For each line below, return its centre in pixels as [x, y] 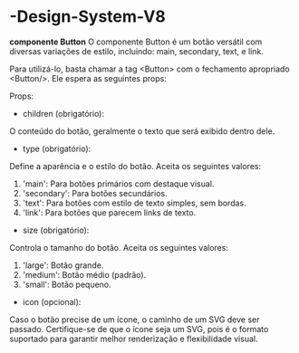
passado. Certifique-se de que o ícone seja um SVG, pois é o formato [139, 329]
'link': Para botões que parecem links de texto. [109, 212]
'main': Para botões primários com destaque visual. [118, 184]
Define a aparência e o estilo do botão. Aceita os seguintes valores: [135, 166]
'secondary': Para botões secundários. [95, 193]
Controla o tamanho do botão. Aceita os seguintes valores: [119, 247]
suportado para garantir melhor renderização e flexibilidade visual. [134, 339]
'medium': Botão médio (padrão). [84, 274]
